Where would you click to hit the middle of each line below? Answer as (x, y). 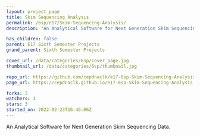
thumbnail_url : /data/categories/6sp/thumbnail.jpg (71, 66)
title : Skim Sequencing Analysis (48, 17)
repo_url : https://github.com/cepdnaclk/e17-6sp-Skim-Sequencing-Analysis (101, 77)
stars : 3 (17, 105)
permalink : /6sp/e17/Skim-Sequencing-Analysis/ (66, 23)
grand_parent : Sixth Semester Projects (56, 50)
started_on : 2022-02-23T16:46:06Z (49, 110)
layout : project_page (33, 12)
